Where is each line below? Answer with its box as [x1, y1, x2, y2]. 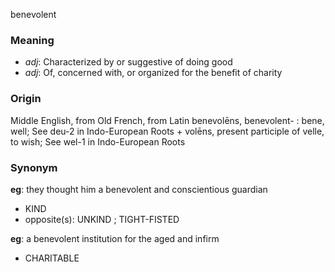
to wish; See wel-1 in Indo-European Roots [10, 135, 186, 148]
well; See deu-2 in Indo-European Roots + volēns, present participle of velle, [10, 125, 325, 137]
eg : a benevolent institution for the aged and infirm [10, 232, 220, 244]
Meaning [10, 33, 55, 47]
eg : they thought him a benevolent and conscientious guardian [10, 183, 268, 195]
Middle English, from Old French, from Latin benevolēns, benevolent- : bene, [10, 114, 325, 126]
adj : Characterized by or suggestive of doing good [24, 56, 233, 68]
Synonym [10, 160, 58, 174]
